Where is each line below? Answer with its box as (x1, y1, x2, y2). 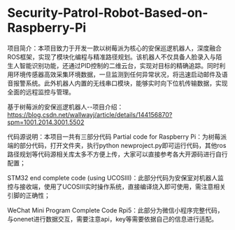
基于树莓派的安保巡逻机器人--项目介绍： (7, 102, 124, 111)
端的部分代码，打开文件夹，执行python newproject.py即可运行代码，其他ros (7, 141, 227, 149)
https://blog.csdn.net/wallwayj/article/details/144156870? (7, 110, 173, 119)
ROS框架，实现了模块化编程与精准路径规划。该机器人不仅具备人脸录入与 (7, 53, 216, 61)
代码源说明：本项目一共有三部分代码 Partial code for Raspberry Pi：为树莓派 (7, 132, 227, 141)
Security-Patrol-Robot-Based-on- (7, 5, 208, 21)
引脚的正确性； (7, 191, 50, 199)
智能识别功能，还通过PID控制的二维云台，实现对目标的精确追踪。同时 (19, 61, 220, 69)
